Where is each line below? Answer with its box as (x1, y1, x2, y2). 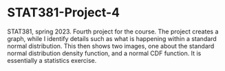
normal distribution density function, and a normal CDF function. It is (7, 49, 202, 57)
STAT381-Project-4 (7, 5, 120, 20)
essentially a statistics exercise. (7, 56, 97, 64)
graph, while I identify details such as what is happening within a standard (7, 34, 217, 42)
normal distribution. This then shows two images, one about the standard (7, 42, 215, 50)
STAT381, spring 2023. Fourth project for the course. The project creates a (7, 27, 219, 35)
